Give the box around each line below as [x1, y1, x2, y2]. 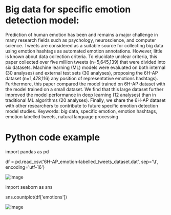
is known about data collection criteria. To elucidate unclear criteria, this [5, 53, 158, 60]
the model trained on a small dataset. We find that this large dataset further [5, 86, 164, 92]
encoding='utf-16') [5, 164, 45, 170]
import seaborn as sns [5, 184, 53, 190]
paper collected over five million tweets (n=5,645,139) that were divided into [5, 59, 166, 65]
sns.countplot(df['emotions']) [5, 194, 68, 200]
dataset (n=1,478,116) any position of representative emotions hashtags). [5, 75, 159, 81]
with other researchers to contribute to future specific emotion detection [5, 102, 158, 109]
